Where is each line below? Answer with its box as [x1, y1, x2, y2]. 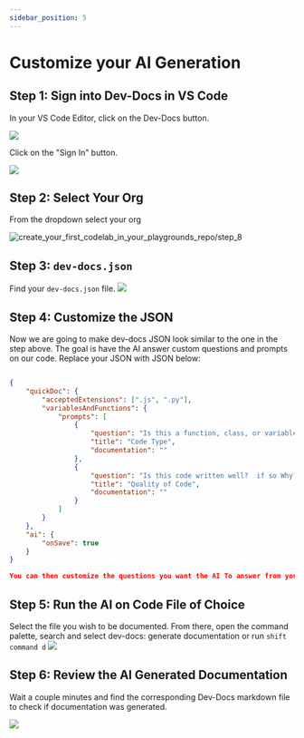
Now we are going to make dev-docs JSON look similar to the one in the [9, 334, 279, 345]
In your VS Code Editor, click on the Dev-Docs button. [9, 112, 210, 123]
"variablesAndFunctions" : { [42, 403, 147, 413]
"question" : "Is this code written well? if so [90, 471, 278, 481]
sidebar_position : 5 [9, 13, 88, 23]
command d [9, 643, 47, 652]
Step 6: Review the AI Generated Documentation [9, 667, 288, 683]
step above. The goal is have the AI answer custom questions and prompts [9, 344, 288, 354]
